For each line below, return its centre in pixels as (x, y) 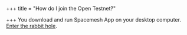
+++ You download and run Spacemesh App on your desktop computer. (94, 20)
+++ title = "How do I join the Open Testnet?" (61, 8)
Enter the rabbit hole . (32, 26)
